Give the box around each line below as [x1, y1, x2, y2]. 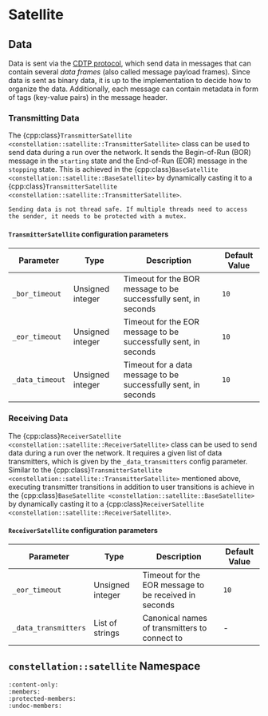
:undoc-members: [8, 702, 62, 710]
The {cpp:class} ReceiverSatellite [8, 431, 122, 440]
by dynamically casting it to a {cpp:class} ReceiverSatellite [8, 499, 205, 508]
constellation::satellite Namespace [8, 659, 201, 673]
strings [93, 627, 120, 638]
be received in [142, 590, 196, 600]
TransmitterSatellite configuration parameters [8, 229, 169, 239]
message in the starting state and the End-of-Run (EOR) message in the [8, 156, 248, 165]
